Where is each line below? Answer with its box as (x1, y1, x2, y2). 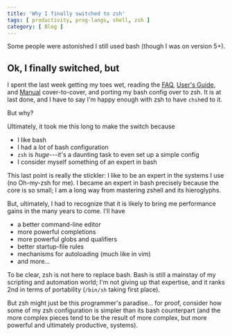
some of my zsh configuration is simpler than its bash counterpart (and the (7, 306, 221, 314)
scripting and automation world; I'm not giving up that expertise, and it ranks (7, 278, 225, 287)
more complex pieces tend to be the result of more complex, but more (7, 314, 207, 322)
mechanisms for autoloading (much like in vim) (17, 250, 151, 258)
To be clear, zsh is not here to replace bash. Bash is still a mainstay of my (7, 271, 216, 279)
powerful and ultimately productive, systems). (7, 321, 139, 330)
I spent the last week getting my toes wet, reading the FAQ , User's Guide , (7, 81, 216, 89)
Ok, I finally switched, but (7, 62, 120, 74)
